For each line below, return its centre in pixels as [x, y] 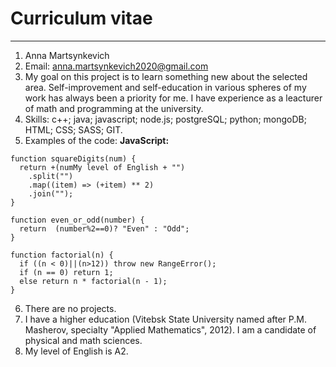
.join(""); [51, 193]
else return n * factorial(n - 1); [93, 281]
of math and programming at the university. [114, 108]
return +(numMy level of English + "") [102, 167]
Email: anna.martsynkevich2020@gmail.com [116, 66]
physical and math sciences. [83, 340]
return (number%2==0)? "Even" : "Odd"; [104, 228]
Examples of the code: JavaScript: [97, 140]
